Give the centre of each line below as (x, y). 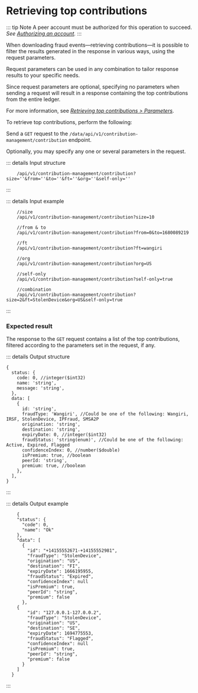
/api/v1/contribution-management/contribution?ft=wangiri (90, 248)
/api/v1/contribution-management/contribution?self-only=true (95, 279)
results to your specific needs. (43, 75)
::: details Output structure (38, 357)
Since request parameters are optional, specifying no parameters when (93, 86)
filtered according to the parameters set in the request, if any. (81, 345)
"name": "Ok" (38, 530)
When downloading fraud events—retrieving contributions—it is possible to (98, 45)
